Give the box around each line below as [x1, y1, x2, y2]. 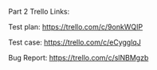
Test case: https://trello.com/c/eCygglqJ [8, 37, 141, 47]
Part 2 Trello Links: [8, 7, 70, 16]
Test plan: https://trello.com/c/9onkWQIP [8, 22, 143, 31]
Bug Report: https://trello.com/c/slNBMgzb [8, 53, 149, 62]
